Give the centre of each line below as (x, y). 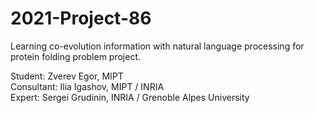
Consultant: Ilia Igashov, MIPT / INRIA (87, 86)
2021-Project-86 (81, 18)
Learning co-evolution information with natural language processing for (157, 46)
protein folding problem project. (76, 56)
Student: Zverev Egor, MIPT (67, 76)
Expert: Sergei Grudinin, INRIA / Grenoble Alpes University (130, 97)
